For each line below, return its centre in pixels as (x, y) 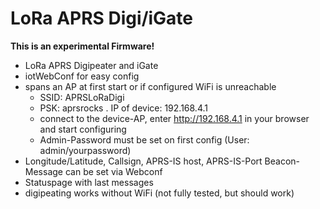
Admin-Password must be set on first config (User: (144, 139)
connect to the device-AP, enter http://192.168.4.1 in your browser (174, 118)
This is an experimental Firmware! (82, 46)
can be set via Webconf (113, 171)
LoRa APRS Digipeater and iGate (91, 65)
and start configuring (83, 129)
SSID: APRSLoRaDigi (82, 97)
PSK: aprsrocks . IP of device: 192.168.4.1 (123, 108)
